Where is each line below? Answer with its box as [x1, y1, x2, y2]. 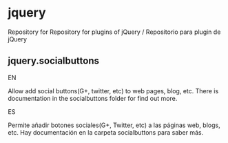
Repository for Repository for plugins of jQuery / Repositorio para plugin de [8, 28, 221, 36]
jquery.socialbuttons [8, 55, 99, 67]
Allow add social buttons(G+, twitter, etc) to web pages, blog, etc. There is [8, 86, 219, 95]
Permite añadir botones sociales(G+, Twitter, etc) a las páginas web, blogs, [8, 121, 220, 129]
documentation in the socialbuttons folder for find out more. [8, 94, 178, 102]
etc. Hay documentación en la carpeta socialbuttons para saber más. [8, 128, 204, 136]
